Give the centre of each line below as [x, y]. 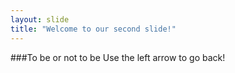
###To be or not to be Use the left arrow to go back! [118, 57]
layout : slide [40, 19]
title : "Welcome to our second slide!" [93, 29]
